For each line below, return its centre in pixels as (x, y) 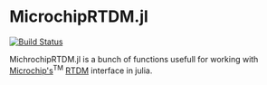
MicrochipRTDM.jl (79, 17)
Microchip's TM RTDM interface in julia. (81, 70)
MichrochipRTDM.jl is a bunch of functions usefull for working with (134, 59)
